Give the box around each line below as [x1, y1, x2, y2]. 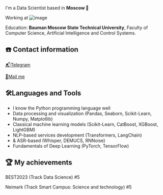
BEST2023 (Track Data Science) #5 [5, 174, 80, 180]
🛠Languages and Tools [5, 89, 81, 98]
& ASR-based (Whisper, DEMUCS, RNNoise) [12, 137, 105, 144]
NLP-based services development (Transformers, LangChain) [12, 132, 142, 138]
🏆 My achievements [5, 158, 72, 167]
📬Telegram [5, 62, 31, 68]
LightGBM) [12, 126, 36, 132]
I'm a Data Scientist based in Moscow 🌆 [5, 5, 89, 11]
